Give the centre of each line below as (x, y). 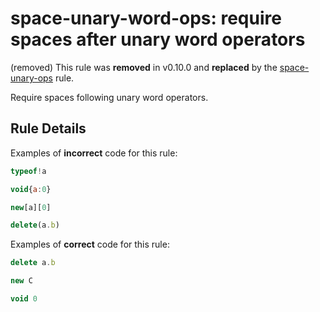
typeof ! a (28, 171)
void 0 (24, 299)
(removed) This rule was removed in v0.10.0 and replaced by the (144, 67)
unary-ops (32, 78)
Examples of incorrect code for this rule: (94, 153)
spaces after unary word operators (158, 39)
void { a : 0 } (31, 189)
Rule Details (48, 128)
